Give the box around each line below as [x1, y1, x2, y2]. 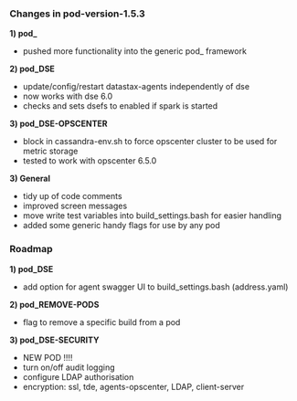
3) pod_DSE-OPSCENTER [9, 118, 108, 130]
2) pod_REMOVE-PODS [9, 299, 100, 310]
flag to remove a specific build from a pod [22, 316, 181, 327]
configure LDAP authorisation [22, 371, 134, 382]
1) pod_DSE [9, 263, 54, 274]
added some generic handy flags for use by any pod [22, 220, 221, 231]
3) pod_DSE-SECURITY [9, 334, 100, 345]
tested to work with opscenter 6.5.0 [22, 155, 157, 166]
